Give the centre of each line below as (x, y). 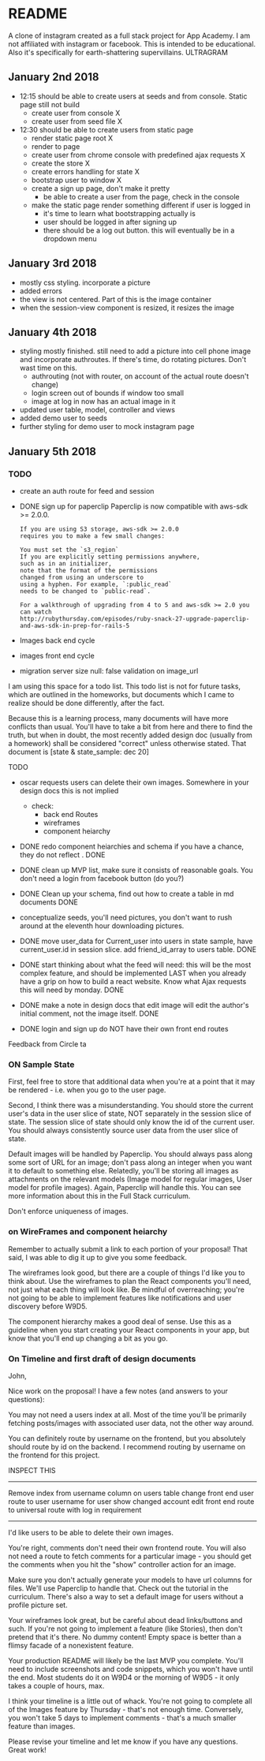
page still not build (50, 104)
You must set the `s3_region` (69, 550)
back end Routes (71, 815)
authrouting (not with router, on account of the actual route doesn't (140, 376)
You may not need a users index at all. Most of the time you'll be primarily (127, 1414)
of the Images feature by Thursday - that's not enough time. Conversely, (126, 1709)
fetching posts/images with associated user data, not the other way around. (131, 1423)
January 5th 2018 (52, 451)
